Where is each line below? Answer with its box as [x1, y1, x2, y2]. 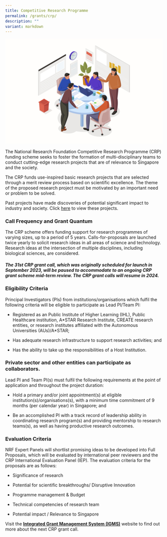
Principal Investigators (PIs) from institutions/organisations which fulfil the [5, 296, 157, 302]
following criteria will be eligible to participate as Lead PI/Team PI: [5, 302, 141, 308]
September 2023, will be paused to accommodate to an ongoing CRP [5, 267, 152, 273]
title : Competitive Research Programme [5, 8, 88, 13]
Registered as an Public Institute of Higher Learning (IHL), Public [12, 311, 145, 317]
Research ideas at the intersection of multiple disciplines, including [5, 245, 143, 251]
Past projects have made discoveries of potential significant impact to [5, 200, 149, 206]
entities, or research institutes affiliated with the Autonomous [12, 322, 138, 328]
